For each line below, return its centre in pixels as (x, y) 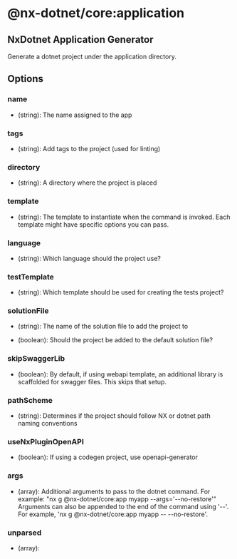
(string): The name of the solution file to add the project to (103, 327)
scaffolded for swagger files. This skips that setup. (92, 381)
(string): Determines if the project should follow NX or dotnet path (114, 416)
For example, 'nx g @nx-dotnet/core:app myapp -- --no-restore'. (113, 514)
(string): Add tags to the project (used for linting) (89, 148)
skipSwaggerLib (36, 359)
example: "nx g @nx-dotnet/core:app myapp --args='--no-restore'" (117, 499)
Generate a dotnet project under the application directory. (92, 56)
